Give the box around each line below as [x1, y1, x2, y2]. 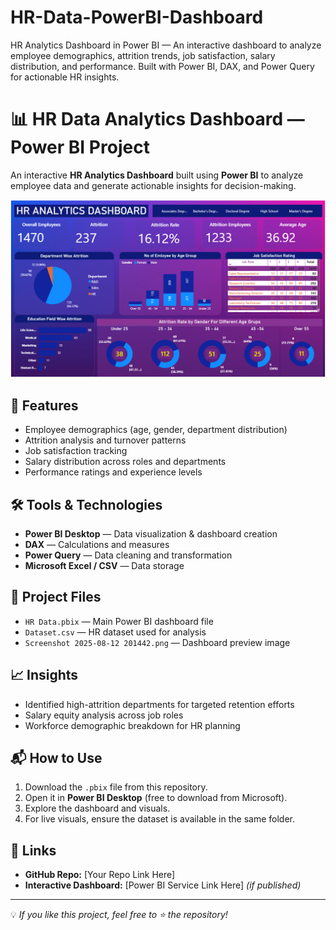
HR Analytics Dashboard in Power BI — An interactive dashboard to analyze [10, 39, 322, 51]
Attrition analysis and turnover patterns [24, 434, 187, 446]
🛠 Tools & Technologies [10, 496, 163, 513]
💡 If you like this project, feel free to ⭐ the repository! [10, 909, 228, 921]
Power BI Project [10, 136, 150, 159]
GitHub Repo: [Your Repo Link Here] [24, 869, 176, 881]
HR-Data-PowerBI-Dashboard [10, 6, 264, 29]
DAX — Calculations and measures [24, 538, 170, 550]
